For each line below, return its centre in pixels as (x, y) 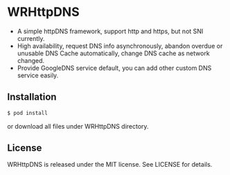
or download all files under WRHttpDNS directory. (78, 126)
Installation (32, 97)
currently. (31, 38)
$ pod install (28, 113)
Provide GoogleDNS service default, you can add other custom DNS (114, 68)
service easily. (38, 75)
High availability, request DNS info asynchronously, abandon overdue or (120, 46)
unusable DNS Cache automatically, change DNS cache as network (113, 53)
